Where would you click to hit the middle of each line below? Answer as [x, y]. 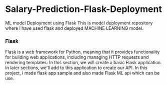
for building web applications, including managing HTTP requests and [77, 57]
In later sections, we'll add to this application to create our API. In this [76, 68]
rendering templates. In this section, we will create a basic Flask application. [83, 63]
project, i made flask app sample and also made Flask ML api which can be [82, 73]
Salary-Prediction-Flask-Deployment [84, 9]
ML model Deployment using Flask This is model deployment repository [79, 23]
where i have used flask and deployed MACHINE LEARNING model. [74, 28]
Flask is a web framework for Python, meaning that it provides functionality [82, 52]
